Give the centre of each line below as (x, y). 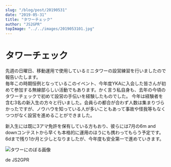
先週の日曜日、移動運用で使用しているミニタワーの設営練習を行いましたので (86, 71)
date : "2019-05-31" (26, 15)
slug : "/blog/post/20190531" (36, 10)
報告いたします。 (23, 77)
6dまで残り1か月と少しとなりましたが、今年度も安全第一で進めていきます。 (85, 139)
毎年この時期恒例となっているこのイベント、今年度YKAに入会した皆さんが (83, 83)
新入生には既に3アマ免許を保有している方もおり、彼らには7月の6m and (81, 126)
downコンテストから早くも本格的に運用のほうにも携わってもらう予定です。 (84, 132)
